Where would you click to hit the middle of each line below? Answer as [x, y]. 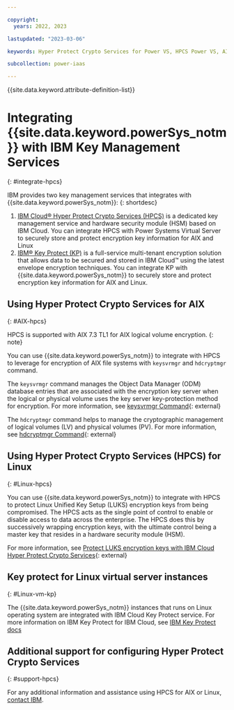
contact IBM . [25, 700]
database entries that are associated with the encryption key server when [113, 391]
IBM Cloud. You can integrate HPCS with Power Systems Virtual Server [119, 231]
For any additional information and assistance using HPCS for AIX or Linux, [114, 693]
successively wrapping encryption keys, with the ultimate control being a [112, 527]
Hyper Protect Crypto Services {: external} [67, 555]
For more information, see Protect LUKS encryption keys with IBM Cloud [111, 548]
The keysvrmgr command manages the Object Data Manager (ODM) [104, 384]
